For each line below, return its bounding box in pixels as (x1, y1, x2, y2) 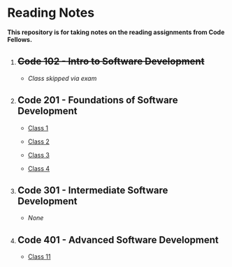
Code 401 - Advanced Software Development (17, 234, 219, 245)
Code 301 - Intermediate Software (17, 184, 168, 196)
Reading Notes (7, 5, 95, 21)
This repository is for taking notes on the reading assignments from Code (7, 28, 225, 36)
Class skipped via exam (27, 74, 97, 82)
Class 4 (27, 164, 50, 172)
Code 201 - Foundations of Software (17, 94, 178, 106)
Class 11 (27, 252, 51, 261)
